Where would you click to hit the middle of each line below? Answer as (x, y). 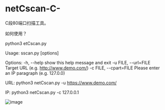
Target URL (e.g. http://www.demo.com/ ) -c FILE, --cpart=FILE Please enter (82, 68)
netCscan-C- (33, 9)
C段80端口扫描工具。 (27, 23)
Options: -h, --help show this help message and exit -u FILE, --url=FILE (78, 62)
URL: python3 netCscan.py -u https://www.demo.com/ (61, 83)
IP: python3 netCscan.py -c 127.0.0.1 (42, 92)
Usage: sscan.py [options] (32, 53)
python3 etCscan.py (26, 43)
